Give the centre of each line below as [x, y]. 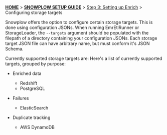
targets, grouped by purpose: [36, 64]
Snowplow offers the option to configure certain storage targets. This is [79, 22]
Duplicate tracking [31, 117]
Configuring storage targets [34, 12]
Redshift [29, 83]
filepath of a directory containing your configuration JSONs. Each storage [81, 38]
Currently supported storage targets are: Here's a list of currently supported [84, 58]
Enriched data [27, 73]
